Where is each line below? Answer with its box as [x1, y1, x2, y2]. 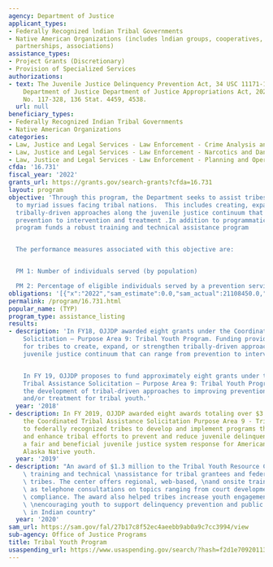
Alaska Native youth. [23, 447, 96, 456]
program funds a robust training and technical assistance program [15, 224, 249, 232]
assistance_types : [8, 50, 71, 58]
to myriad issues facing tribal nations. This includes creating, [15, 201, 249, 209]
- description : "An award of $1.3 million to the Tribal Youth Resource [8, 463, 260, 471]
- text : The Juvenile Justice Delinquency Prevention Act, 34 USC [8, 80, 238, 88]
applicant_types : [8, 20, 67, 28]
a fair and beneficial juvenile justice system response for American [23, 440, 267, 448]
